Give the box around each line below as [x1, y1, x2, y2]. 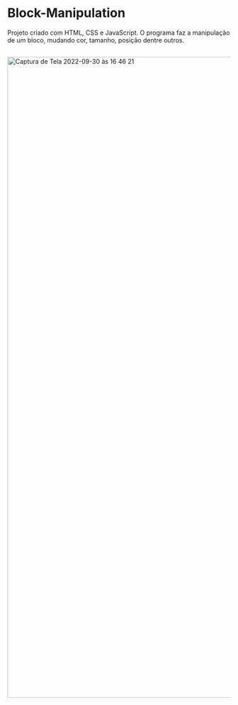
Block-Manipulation [7, 5, 126, 21]
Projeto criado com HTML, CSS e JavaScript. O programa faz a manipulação [7, 28, 230, 37]
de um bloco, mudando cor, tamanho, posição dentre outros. [7, 35, 185, 44]
